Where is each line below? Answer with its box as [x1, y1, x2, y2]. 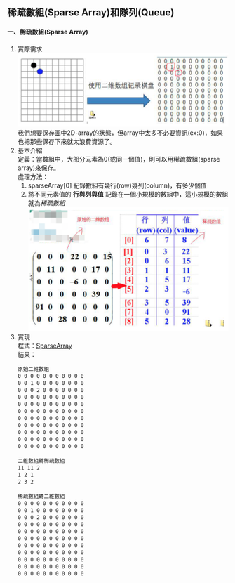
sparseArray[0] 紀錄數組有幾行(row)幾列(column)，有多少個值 [27, 181, 207, 190]
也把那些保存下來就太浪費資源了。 [17, 137, 116, 145]
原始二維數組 [17, 366, 50, 373]
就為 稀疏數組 [27, 199, 65, 207]
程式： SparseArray [17, 341, 72, 350]
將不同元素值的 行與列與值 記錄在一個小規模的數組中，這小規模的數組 [27, 190, 229, 198]
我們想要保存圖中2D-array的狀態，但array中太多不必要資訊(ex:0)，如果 [17, 129, 223, 137]
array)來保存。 [17, 164, 60, 172]
